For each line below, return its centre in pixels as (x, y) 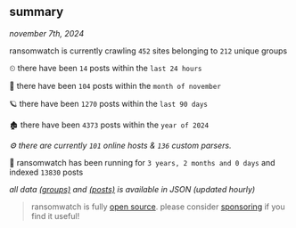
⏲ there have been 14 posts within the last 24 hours (106, 68)
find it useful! (55, 216)
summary (37, 12)
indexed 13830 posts (46, 172)
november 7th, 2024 (47, 33)
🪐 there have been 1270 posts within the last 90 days (108, 103)
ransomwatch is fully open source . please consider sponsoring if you (158, 207)
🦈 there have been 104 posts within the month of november (115, 85)
